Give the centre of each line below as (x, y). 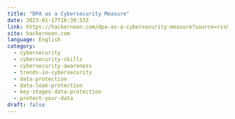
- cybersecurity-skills (48, 59)
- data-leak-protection (48, 85)
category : (22, 46)
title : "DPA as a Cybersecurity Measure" (69, 14)
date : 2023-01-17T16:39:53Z (48, 20)
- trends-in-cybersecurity (53, 72)
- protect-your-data (43, 99)
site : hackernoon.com (39, 33)
